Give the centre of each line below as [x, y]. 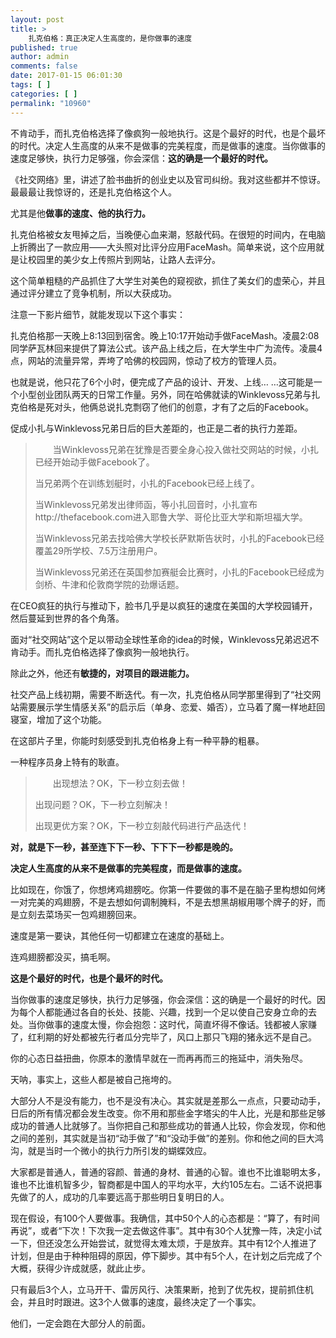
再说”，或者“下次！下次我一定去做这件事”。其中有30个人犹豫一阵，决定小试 [166, 1230]
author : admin [40, 57]
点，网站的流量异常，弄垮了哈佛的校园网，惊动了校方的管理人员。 [146, 360]
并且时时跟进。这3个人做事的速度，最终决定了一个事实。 [144, 1302]
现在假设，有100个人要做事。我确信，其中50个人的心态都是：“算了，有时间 [165, 1218]
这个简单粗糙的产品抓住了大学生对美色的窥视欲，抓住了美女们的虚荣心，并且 [168, 280]
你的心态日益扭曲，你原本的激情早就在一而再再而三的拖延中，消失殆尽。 [159, 1058]
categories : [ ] [44, 94]
